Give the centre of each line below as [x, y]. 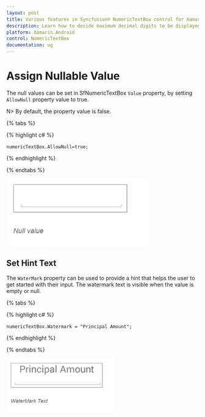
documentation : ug [30, 45]
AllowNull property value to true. [48, 99]
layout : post [23, 13]
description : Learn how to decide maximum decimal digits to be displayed [103, 26]
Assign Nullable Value [63, 76]
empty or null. [24, 291]
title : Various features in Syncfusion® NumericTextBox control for [95, 19]
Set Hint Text [31, 263]
